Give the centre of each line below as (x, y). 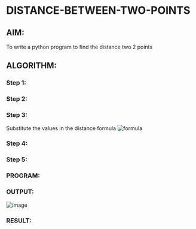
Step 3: (17, 115)
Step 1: (16, 83)
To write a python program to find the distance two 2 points (79, 47)
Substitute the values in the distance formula (61, 128)
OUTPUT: (20, 192)
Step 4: (17, 143)
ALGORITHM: (31, 66)
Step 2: (17, 99)
